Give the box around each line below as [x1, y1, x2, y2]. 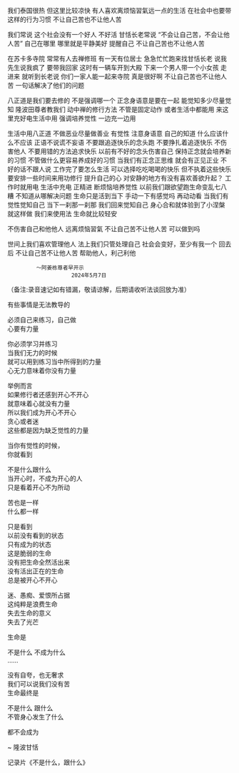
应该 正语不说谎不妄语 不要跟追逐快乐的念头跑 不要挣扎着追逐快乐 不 [19, 138, 221, 146]
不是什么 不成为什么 [7, 648, 66, 656]
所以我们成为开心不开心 [7, 409, 76, 416]
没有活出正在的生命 [7, 567, 64, 575]
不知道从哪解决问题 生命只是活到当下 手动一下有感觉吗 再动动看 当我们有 [15, 192, 229, 200]
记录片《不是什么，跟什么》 [7, 758, 89, 767]
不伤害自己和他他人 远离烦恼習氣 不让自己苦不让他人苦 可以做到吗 [7, 225, 200, 233]
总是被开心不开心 [7, 576, 58, 584]
